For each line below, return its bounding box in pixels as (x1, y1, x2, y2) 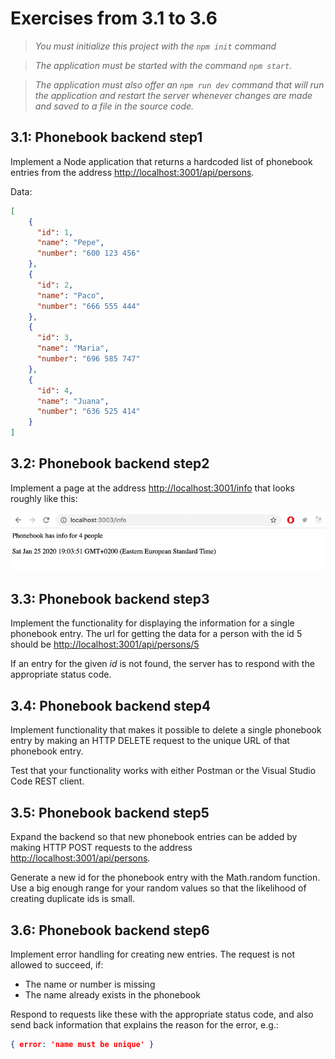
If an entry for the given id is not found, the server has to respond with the (10, 658, 315, 670)
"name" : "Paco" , (36, 290, 105, 301)
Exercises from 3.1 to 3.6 (10, 7, 218, 30)
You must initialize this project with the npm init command (34, 40, 277, 52)
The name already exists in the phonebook (24, 988, 201, 1001)
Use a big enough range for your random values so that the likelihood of (10, 882, 307, 894)
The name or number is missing (24, 978, 156, 990)
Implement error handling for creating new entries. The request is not (10, 948, 295, 960)
